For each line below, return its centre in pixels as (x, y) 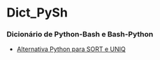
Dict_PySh (37, 13)
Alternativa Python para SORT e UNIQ (71, 49)
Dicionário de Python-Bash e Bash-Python (80, 34)
